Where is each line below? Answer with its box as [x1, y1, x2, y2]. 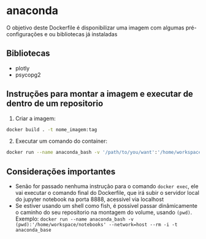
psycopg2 [15, 71, 41, 78]
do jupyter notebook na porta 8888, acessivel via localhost [15, 195, 164, 203]
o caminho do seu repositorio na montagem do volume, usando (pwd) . [15, 209, 193, 216]
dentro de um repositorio [6, 99, 104, 109]
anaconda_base [15, 227, 51, 233]
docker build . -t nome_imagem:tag [6, 126, 97, 132]
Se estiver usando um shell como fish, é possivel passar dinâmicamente [15, 202, 198, 210]
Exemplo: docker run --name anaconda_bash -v [15, 215, 134, 222]
